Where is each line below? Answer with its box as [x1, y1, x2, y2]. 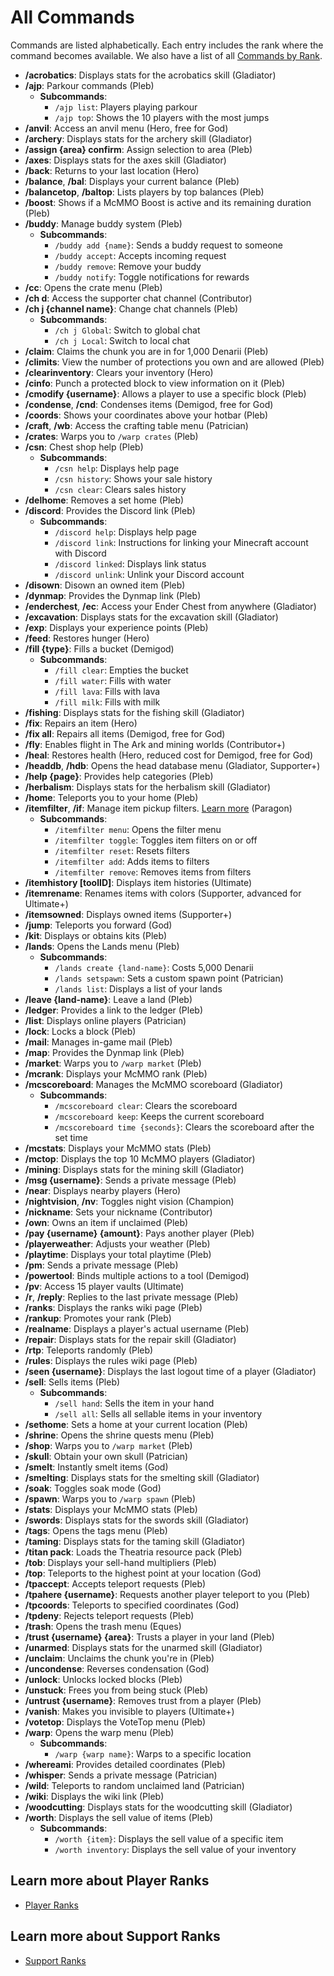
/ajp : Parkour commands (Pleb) [24, 79, 155, 91]
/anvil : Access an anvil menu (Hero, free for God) [24, 122, 229, 134]
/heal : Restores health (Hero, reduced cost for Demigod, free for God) [24, 749, 314, 761]
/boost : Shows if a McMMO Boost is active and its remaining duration [24, 196, 312, 208]
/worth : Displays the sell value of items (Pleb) [24, 1811, 214, 1823]
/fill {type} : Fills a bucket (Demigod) [24, 642, 175, 655]
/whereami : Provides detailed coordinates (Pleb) [24, 1758, 226, 1770]
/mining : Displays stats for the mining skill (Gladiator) [24, 1163, 245, 1175]
